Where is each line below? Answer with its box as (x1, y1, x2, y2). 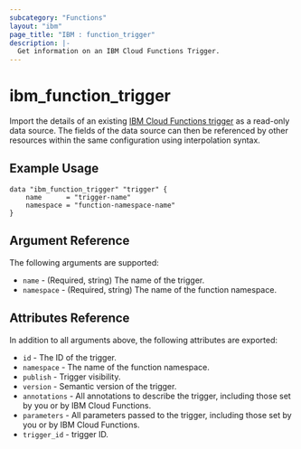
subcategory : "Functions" (9, 13, 107, 23)
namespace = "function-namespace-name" (25, 201, 176, 210)
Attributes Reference (9, 311, 130, 326)
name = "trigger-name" (25, 192, 131, 201)
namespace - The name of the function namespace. (22, 361, 210, 372)
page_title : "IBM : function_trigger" (9, 30, 155, 39)
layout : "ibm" (9, 22, 63, 31)
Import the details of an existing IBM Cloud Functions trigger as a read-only (9, 116, 290, 126)
